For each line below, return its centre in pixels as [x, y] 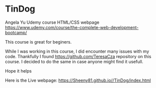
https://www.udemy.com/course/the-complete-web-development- [72, 27]
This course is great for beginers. [38, 42]
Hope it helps [18, 71]
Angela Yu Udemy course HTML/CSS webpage [52, 22]
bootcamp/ [16, 32]
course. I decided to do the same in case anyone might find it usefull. [74, 61]
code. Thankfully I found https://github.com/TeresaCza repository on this [78, 56]
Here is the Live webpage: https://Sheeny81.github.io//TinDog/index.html [78, 80]
